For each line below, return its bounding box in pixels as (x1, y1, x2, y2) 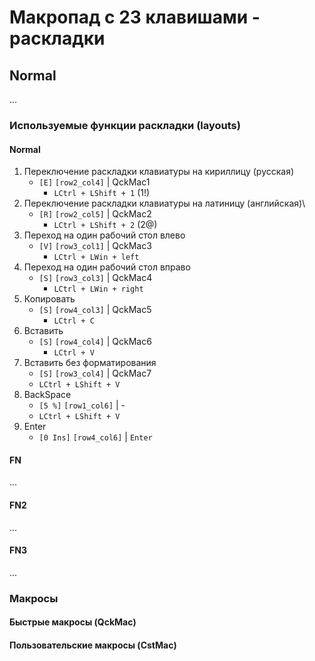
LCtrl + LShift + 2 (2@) (53, 219, 158, 231)
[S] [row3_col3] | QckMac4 (38, 272, 153, 284)
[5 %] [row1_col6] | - (38, 399, 126, 411)
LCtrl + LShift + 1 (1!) (53, 187, 151, 199)
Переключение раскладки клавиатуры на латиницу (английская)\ (23, 197, 306, 210)
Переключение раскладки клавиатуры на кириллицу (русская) (23, 166, 295, 178)
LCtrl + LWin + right (53, 284, 144, 295)
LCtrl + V (53, 348, 95, 358)
